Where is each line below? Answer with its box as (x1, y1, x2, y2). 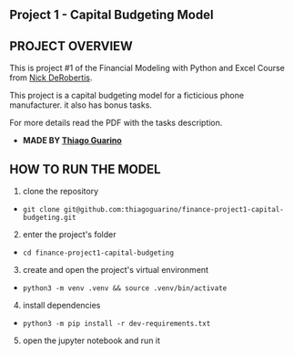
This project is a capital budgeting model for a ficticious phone (9, 90, 244, 101)
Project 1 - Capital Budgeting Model (9, 7, 214, 23)
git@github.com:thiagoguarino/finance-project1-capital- (63, 205, 284, 214)
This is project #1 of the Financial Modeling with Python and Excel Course (9, 63, 285, 74)
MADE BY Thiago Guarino (22, 135, 122, 146)
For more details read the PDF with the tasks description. (9, 118, 223, 129)
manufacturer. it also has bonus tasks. (9, 99, 153, 110)
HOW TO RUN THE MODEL (9, 162, 161, 177)
